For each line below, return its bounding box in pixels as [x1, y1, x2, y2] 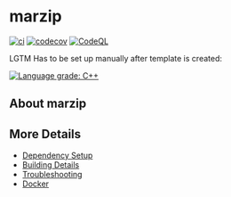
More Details [9, 127, 82, 142]
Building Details [21, 160, 80, 170]
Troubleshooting [21, 169, 83, 180]
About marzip [9, 96, 87, 111]
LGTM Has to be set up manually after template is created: [9, 53, 222, 63]
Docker [21, 178, 50, 189]
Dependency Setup [21, 150, 93, 161]
